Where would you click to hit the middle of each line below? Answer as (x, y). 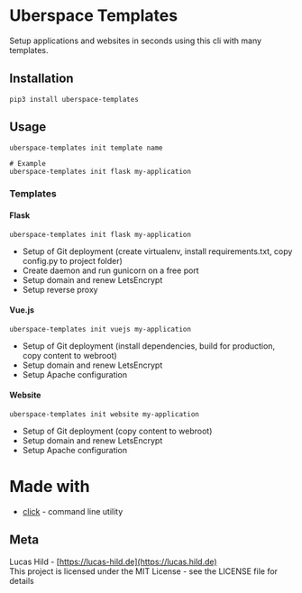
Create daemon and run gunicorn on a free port (111, 270)
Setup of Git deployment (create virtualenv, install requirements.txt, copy (157, 251)
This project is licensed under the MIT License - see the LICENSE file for (143, 571)
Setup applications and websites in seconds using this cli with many (136, 41)
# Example (28, 163)
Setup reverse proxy (60, 289)
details (22, 580)
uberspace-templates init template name (87, 148)
